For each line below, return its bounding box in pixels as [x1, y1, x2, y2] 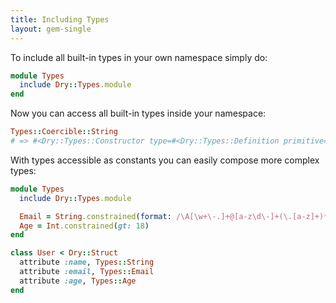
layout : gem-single [10, 24, 92, 34]
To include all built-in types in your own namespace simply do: [10, 51, 268, 63]
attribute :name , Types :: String [19, 257, 155, 268]
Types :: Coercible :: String [10, 127, 118, 137]
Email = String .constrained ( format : [19, 211, 172, 221]
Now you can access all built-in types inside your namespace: [10, 107, 267, 120]
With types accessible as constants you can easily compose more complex [10, 154, 320, 166]
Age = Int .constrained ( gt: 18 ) [19, 221, 150, 231]
